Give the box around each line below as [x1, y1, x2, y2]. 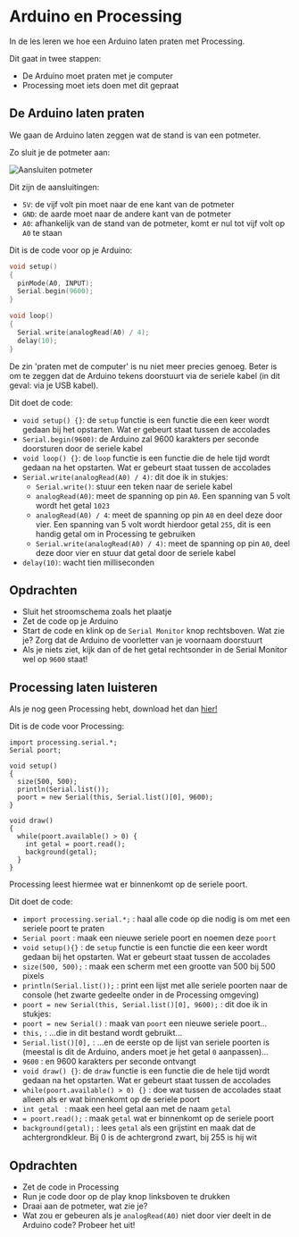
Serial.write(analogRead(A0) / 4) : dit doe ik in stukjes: [21, 471, 228, 482]
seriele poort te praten [21, 923, 105, 934]
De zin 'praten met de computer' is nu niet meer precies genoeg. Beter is [9, 360, 278, 372]
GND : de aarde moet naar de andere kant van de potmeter [21, 208, 232, 219]
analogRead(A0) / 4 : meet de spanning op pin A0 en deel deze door [35, 509, 283, 520]
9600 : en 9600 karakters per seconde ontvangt [21, 1056, 196, 1067]
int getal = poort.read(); [25, 840, 126, 849]
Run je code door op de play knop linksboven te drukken [21, 1191, 230, 1201]
